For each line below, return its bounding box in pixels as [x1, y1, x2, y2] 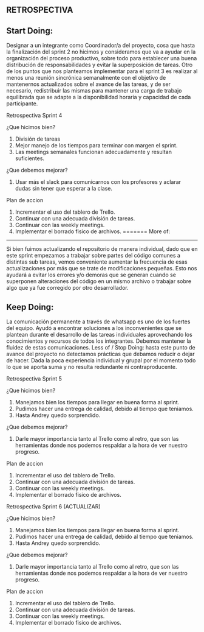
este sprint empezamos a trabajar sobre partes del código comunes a [6, 252, 181, 259]
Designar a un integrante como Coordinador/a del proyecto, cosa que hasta [6, 42, 195, 49]
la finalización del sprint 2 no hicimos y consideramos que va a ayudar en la [6, 48, 196, 55]
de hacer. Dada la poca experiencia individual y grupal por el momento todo [6, 357, 196, 364]
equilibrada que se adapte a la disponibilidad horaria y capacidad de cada [6, 94, 191, 101]
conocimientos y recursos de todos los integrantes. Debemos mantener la [6, 337, 191, 345]
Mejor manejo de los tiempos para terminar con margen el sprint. [15, 142, 178, 149]
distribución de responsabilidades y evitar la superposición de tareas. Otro [6, 61, 193, 69]
